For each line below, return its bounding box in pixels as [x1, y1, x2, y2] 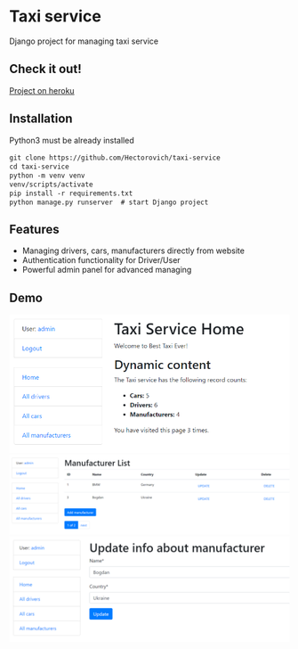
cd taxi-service [9, 162, 69, 171]
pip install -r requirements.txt [9, 189, 133, 198]
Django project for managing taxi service [9, 36, 158, 46]
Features [9, 221, 60, 237]
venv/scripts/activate [9, 180, 93, 189]
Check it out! [9, 62, 82, 77]
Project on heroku [9, 85, 75, 95]
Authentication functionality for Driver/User [21, 255, 181, 266]
